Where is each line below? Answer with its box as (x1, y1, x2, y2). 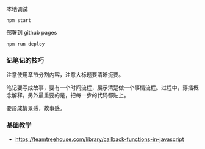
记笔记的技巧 (6, 56, 45, 64)
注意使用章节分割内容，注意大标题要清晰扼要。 (6, 71, 124, 78)
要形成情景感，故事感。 (6, 105, 65, 112)
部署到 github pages (6, 29, 57, 36)
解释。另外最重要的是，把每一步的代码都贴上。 (11, 92, 129, 99)
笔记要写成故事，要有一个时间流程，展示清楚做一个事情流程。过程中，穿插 (6, 84, 193, 91)
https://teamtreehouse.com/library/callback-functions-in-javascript (15, 136, 184, 143)
